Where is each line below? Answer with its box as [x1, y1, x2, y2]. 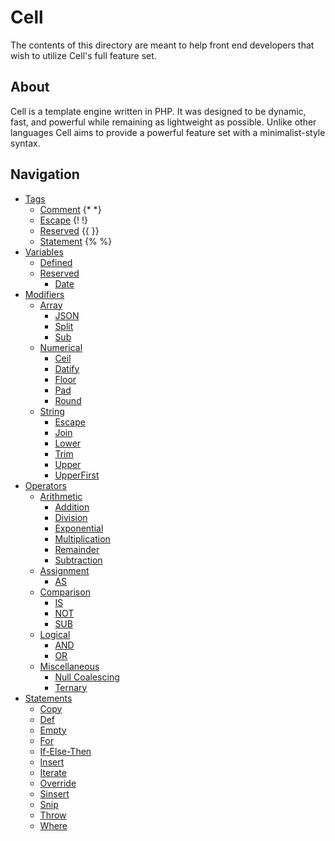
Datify [54, 362, 80, 375]
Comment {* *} [39, 203, 102, 215]
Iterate [39, 766, 67, 778]
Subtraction [54, 554, 103, 566]
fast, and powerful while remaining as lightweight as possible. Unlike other [10, 116, 317, 128]
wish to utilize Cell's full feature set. [10, 49, 157, 61]
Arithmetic [39, 490, 83, 502]
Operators [24, 479, 67, 491]
